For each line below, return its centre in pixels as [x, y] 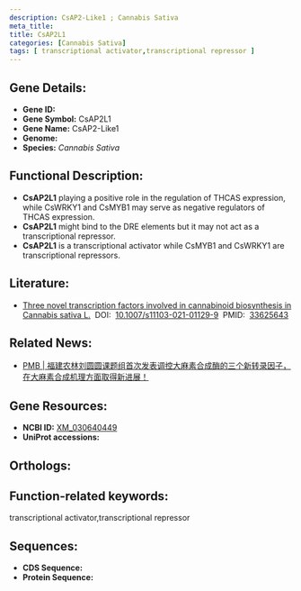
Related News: [51, 343]
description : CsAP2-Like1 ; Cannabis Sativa [94, 18]
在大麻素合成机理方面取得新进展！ [85, 377]
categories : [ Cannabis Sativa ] [68, 43]
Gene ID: [39, 109]
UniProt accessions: [61, 437]
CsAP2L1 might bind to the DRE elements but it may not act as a [141, 226]
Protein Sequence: [58, 577]
